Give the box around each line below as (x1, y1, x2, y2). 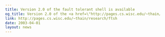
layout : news (5, 25, 32, 30)
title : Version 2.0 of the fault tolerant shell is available (5, 7, 135, 12)
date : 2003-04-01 (5, 20, 41, 25)
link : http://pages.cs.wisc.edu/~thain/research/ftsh (5, 16, 118, 21)
